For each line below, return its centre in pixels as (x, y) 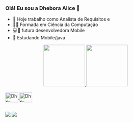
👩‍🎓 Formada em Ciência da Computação (55, 25)
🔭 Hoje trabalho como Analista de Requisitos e (61, 19)
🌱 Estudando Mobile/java (39, 38)
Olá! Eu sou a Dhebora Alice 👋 (43, 8)
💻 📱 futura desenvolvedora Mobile (49, 31)
